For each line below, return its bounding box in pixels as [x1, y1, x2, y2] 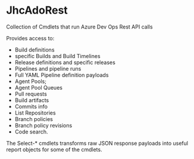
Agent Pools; [14, 78, 46, 85]
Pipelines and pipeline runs [14, 65, 82, 72]
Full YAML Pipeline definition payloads [14, 71, 109, 78]
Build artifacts [14, 96, 49, 104]
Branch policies [14, 115, 54, 122]
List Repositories [14, 109, 56, 116]
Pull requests [14, 90, 48, 97]
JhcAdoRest [6, 4, 68, 17]
